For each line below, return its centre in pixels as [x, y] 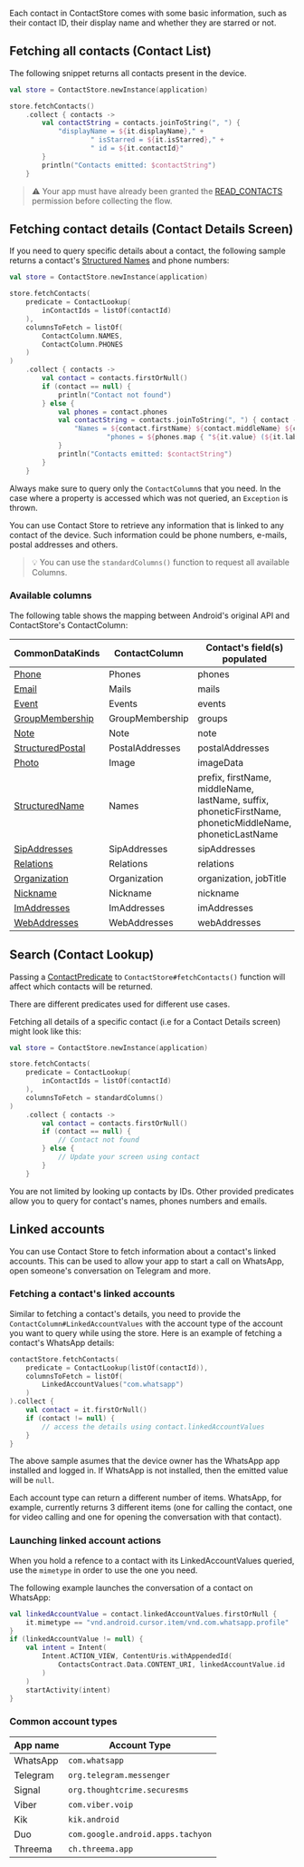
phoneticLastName [238, 834]
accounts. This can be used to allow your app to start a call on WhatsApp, [147, 1261]
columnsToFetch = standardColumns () [95, 1097]
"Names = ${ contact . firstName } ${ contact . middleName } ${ [184, 429]
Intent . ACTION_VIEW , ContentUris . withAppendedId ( [137, 1656]
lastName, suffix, [233, 800]
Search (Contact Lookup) [82, 955]
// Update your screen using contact [129, 1157]
